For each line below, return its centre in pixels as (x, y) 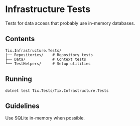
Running (19, 79)
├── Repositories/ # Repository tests (49, 55)
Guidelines (22, 106)
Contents (20, 39)
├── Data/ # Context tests (46, 59)
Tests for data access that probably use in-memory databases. (70, 23)
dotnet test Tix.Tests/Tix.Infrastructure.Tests (57, 91)
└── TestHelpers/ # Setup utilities (48, 64)
